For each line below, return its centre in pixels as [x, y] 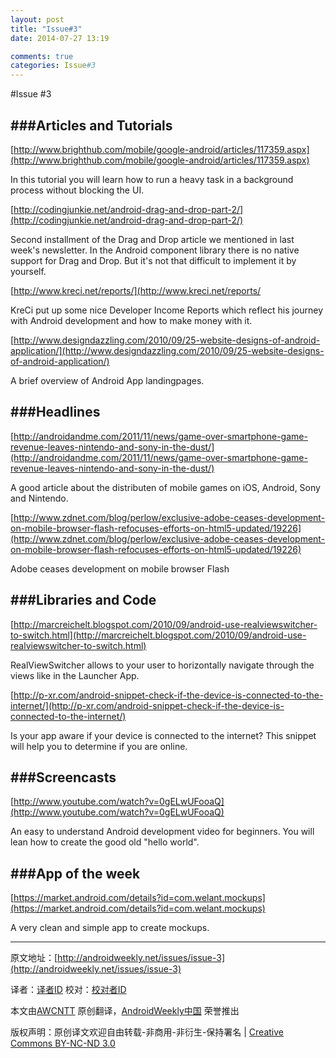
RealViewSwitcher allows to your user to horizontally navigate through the [162, 665]
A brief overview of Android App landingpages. [107, 380]
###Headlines [55, 412]
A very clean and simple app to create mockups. [110, 928]
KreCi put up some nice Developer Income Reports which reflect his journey [167, 310]
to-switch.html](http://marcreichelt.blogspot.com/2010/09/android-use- [158, 635]
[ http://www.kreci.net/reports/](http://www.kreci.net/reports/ [136, 290]
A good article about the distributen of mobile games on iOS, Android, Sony [165, 487]
